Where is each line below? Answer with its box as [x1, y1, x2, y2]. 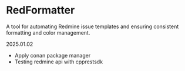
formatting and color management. [6, 29, 90, 36]
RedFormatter [6, 4, 75, 17]
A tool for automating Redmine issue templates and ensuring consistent [6, 23, 179, 30]
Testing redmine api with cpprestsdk [14, 58, 103, 65]
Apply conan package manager [14, 52, 91, 59]
